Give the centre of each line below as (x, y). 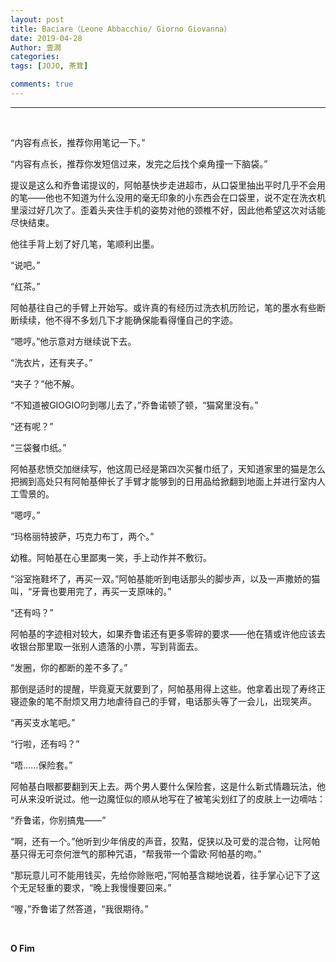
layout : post (37, 19)
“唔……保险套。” (41, 765)
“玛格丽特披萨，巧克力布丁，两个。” (82, 536)
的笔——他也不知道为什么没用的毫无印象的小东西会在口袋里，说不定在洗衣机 (168, 197)
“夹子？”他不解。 (45, 383)
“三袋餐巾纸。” (38, 447)
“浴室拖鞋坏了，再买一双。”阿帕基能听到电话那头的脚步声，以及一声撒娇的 (161, 578)
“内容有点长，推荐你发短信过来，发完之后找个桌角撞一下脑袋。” (139, 163)
